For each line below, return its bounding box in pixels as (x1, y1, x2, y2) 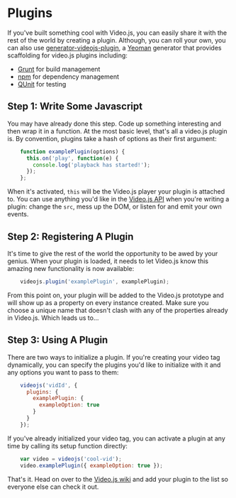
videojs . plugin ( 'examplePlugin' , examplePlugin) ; (20, 278, 170, 285)
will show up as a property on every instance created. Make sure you (7, 298, 209, 306)
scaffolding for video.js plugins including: (7, 51, 128, 60)
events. (7, 210, 29, 218)
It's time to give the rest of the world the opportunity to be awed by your (7, 249, 218, 258)
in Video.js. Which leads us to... (7, 314, 99, 322)
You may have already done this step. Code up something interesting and (7, 119, 222, 128)
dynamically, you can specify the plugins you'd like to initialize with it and (7, 360, 221, 369)
